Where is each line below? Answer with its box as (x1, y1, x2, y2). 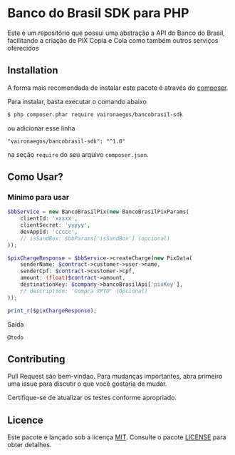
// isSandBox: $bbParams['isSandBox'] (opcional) (20, 235, 171, 242)
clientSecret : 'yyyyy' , (20, 222, 91, 229)
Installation (7, 64, 58, 76)
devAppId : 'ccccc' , (20, 228, 78, 235)
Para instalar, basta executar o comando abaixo (7, 97, 147, 106)
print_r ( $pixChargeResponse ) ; (7, 307, 98, 315)
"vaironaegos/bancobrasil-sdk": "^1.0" (7, 138, 126, 145)
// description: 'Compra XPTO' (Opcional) (20, 287, 148, 295)
